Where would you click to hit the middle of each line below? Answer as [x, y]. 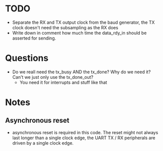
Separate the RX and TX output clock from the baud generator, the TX [83, 22]
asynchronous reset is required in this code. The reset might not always [85, 132]
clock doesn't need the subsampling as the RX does [65, 27]
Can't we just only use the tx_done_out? [53, 77]
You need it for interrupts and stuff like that [63, 82]
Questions [27, 58]
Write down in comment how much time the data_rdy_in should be [79, 33]
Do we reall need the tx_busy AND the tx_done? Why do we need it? [81, 72]
